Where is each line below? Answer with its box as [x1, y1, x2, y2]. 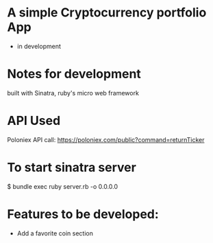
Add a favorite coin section [16, 229, 94, 238]
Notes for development [7, 67, 142, 82]
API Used [7, 113, 61, 128]
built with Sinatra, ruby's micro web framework [7, 89, 139, 97]
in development [16, 42, 62, 50]
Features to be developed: [7, 206, 159, 222]
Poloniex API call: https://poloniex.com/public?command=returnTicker [7, 135, 205, 143]
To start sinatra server [7, 160, 137, 175]
